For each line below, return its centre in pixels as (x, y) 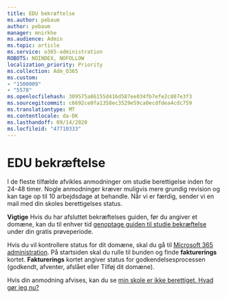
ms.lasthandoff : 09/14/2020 (47, 122)
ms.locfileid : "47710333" (44, 129)
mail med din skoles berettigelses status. (65, 204)
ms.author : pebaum (33, 20)
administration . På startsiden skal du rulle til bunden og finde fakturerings (112, 253)
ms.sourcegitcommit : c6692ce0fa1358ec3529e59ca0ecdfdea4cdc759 (100, 103)
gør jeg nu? (23, 288)
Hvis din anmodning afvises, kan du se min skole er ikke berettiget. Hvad (110, 280)
